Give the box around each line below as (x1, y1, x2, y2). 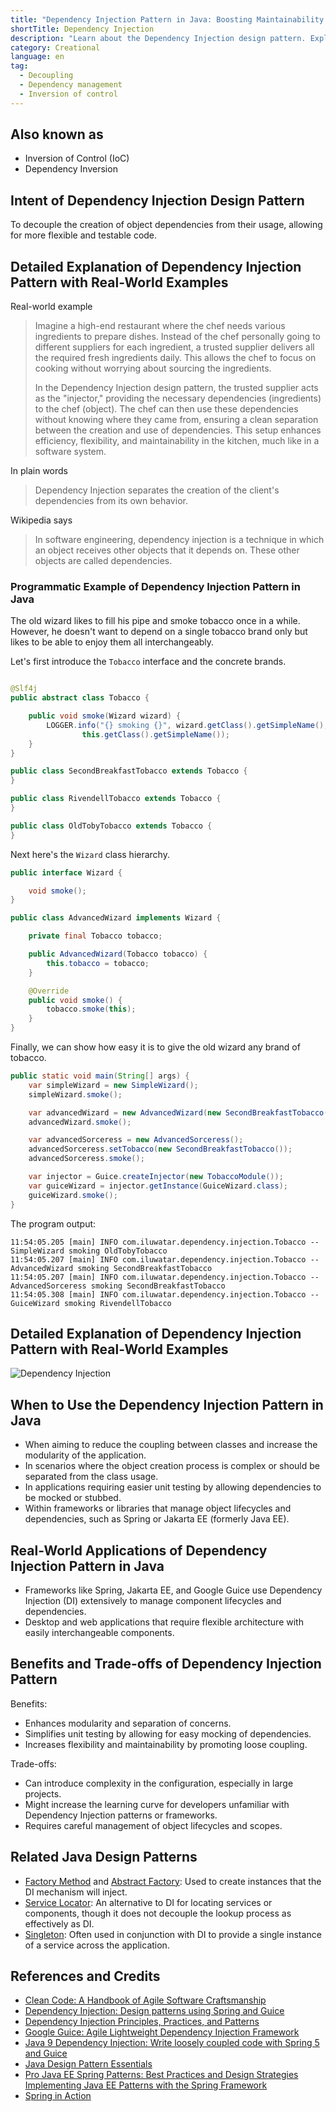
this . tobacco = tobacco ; (46, 958, 150, 968)
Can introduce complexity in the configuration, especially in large (24, 1777, 294, 1789)
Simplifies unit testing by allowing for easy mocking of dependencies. (24, 1727, 312, 1740)
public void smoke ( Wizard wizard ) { (28, 711, 182, 721)
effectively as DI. (24, 1917, 95, 1930)
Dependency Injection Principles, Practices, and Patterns (24, 2016, 260, 2028)
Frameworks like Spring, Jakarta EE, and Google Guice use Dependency (24, 1584, 323, 1596)
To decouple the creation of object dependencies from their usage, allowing (10, 219, 323, 231)
